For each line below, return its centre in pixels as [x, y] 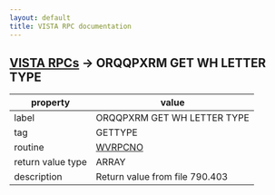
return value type [51, 162]
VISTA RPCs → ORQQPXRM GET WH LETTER [137, 63]
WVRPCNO [119, 148]
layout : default [40, 18]
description [38, 177]
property [51, 102]
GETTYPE [117, 132]
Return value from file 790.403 [162, 177]
